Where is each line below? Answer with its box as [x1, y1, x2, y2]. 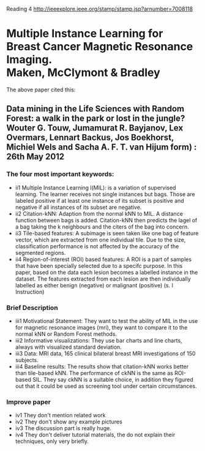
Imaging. [6, 53, 53, 67]
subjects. [15, 356, 39, 363]
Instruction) [15, 288, 45, 295]
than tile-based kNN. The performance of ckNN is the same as [15, 369, 173, 376]
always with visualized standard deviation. [15, 343, 122, 351]
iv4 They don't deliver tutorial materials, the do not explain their [15, 431, 176, 439]
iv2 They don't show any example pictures [15, 418, 122, 425]
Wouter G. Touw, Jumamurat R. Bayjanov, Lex [6, 123, 184, 134]
